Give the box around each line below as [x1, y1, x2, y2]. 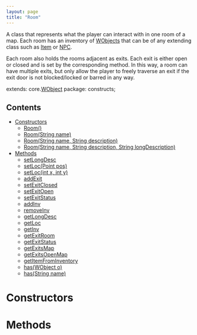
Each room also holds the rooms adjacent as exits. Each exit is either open [6, 55, 188, 62]
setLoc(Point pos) [23, 162, 68, 170]
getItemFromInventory [23, 257, 78, 265]
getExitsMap [23, 245, 55, 252]
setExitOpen [23, 188, 54, 195]
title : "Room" [6, 14, 42, 20]
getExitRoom [23, 232, 55, 239]
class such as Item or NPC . [6, 43, 72, 51]
